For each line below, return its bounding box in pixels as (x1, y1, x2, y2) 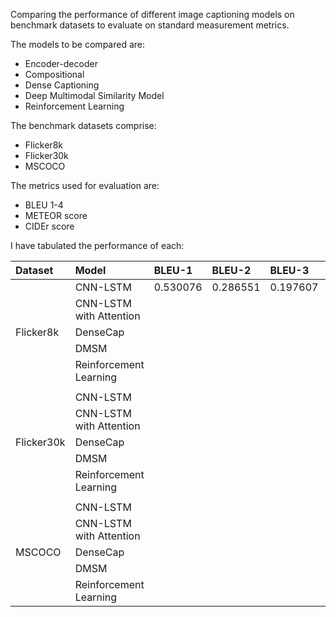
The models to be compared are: (10, 39, 146, 50)
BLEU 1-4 (24, 199, 64, 211)
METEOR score (24, 210, 88, 221)
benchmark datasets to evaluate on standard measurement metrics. (10, 19, 290, 31)
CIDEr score (24, 220, 75, 232)
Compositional (24, 69, 85, 80)
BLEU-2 (211, 264, 252, 277)
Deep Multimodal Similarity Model (24, 90, 165, 101)
